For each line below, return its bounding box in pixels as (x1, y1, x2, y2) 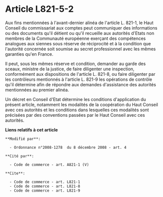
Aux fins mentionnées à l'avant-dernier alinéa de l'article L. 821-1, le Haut (5, 20, 154, 26)
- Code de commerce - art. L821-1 (9, 179, 80, 184)
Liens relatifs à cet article (5, 127, 58, 132)
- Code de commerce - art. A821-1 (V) (9, 162, 90, 167)
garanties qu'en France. (5, 51, 53, 57)
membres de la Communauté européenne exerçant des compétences (5, 35, 146, 41)
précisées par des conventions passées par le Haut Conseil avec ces (5, 112, 145, 118)
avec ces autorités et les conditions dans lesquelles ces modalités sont (5, 107, 149, 113)
